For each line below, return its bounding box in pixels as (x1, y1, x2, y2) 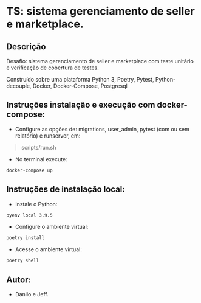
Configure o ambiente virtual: (15, 223, 89, 231)
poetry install (6, 235, 45, 241)
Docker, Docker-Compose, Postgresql (32, 82, 128, 89)
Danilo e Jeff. (15, 290, 49, 298)
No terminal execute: (15, 155, 68, 162)
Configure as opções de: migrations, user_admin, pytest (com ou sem (15, 125, 190, 133)
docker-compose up (6, 167, 53, 173)
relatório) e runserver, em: (15, 132, 81, 139)
